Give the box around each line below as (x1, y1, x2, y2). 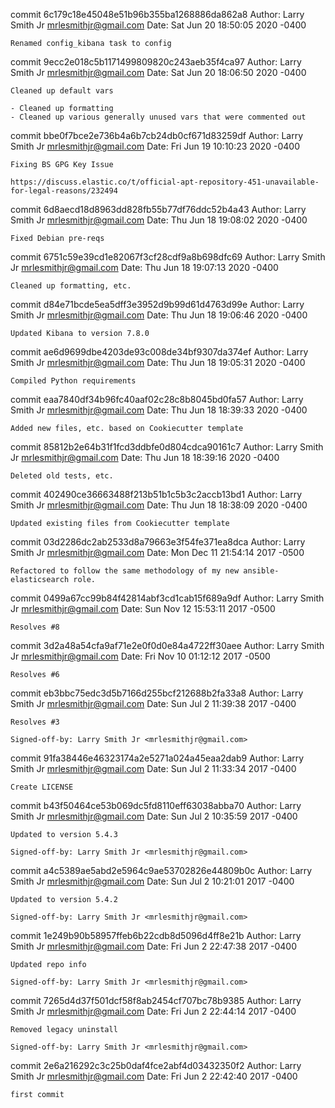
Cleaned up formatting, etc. (10, 281, 132, 291)
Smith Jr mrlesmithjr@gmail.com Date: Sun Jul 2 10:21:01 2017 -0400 (10, 875, 295, 887)
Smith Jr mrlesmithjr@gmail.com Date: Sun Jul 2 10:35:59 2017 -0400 (10, 810, 298, 822)
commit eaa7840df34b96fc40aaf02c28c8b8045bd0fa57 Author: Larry (10, 394, 304, 405)
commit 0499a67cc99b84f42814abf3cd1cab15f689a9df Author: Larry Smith (10, 592, 325, 604)
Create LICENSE (10, 782, 74, 792)
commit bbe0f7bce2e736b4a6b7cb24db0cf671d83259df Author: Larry (10, 130, 304, 141)
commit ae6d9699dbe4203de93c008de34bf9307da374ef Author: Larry (10, 346, 309, 358)
